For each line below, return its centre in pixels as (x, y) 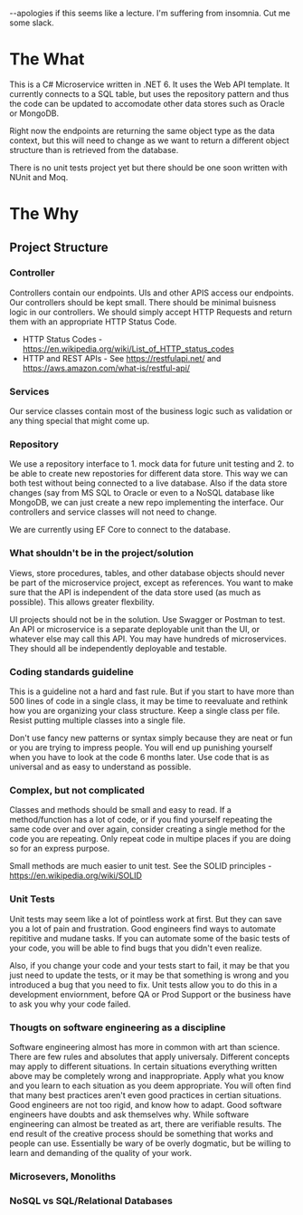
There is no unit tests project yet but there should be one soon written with (148, 168)
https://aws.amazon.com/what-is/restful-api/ (106, 368)
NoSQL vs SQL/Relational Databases (91, 1201)
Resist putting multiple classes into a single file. (98, 720)
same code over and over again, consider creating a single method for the (147, 829)
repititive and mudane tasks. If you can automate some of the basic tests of (150, 938)
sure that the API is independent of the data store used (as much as (135, 592)
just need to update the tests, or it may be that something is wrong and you (149, 975)
